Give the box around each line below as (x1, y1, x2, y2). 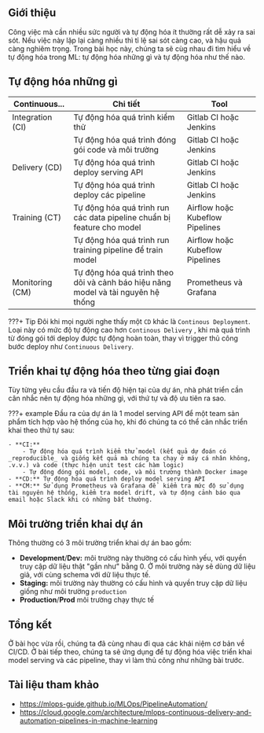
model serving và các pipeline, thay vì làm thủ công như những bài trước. (8, 656, 244, 665)
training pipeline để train (73, 244, 163, 255)
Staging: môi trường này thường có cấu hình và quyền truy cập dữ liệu (19, 578, 247, 588)
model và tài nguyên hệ (73, 286, 159, 297)
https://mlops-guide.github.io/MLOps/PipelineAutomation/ (19, 699, 208, 709)
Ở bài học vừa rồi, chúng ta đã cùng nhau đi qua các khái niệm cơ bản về (8, 639, 245, 648)
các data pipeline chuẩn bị (73, 212, 171, 223)
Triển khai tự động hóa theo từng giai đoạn (8, 365, 220, 378)
